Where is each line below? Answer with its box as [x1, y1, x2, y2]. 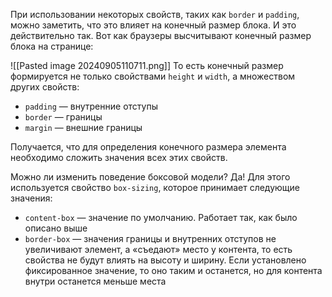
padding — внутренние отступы [24, 100, 158, 112]
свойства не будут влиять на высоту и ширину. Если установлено [24, 254, 307, 266]
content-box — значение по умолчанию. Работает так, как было [24, 212, 298, 223]
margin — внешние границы [24, 122, 143, 133]
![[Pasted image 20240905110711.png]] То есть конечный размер [10, 60, 284, 71]
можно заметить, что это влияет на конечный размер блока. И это [10, 19, 297, 31]
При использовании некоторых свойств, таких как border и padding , [10, 9, 300, 20]
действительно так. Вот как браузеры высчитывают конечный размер [10, 30, 312, 41]
